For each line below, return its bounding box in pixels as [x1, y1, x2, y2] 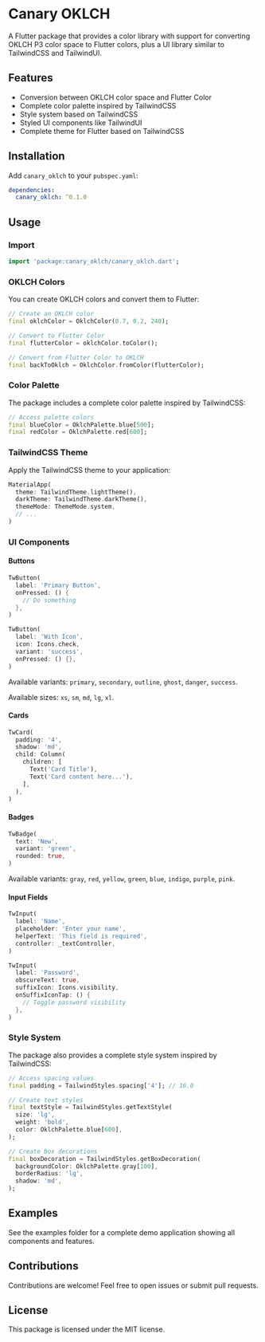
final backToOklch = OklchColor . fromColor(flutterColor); [8, 360, 205, 369]
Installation [8, 149, 65, 163]
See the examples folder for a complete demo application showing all [8, 1227, 236, 1237]
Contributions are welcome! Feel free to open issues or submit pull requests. [8, 1281, 259, 1290]
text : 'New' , [15, 837, 59, 845]
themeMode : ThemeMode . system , [15, 503, 115, 511]
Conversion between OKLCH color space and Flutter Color [19, 92, 212, 102]
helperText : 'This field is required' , [15, 932, 148, 940]
